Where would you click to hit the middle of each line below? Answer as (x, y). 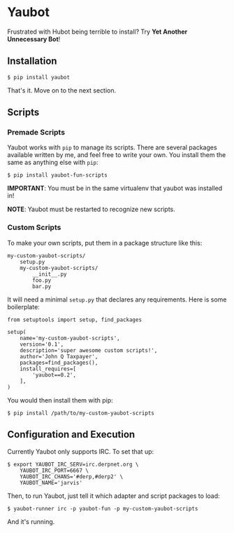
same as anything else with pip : (53, 163)
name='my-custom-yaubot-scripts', (70, 338)
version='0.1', (42, 344)
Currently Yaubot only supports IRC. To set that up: (81, 451)
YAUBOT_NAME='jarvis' (51, 483)
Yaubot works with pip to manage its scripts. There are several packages (112, 147)
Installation (32, 61)
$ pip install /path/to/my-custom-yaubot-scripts (81, 413)
